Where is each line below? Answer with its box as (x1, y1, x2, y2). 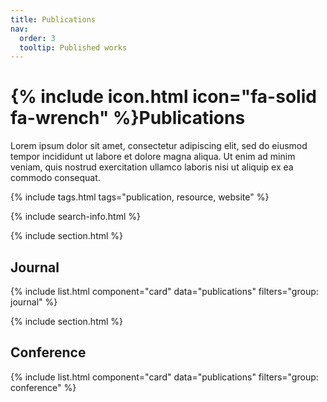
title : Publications (10, 14, 97, 25)
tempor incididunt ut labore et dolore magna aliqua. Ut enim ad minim (10, 151, 296, 163)
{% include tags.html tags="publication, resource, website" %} (10, 191, 270, 203)
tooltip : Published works (19, 42, 128, 53)
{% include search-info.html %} (10, 211, 141, 223)
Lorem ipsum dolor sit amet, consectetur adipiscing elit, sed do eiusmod (10, 140, 308, 152)
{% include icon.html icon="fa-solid (10, 86, 317, 108)
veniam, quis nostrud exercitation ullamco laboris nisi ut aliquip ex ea (10, 161, 294, 173)
